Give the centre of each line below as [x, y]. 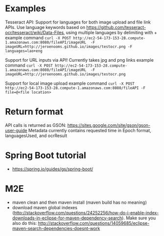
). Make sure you [139, 218]
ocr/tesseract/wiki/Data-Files [35, 32]
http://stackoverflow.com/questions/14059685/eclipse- [94, 223]
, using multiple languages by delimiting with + [110, 32]
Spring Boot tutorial [46, 155]
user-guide [16, 130]
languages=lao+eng [24, 51]
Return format [34, 112]
